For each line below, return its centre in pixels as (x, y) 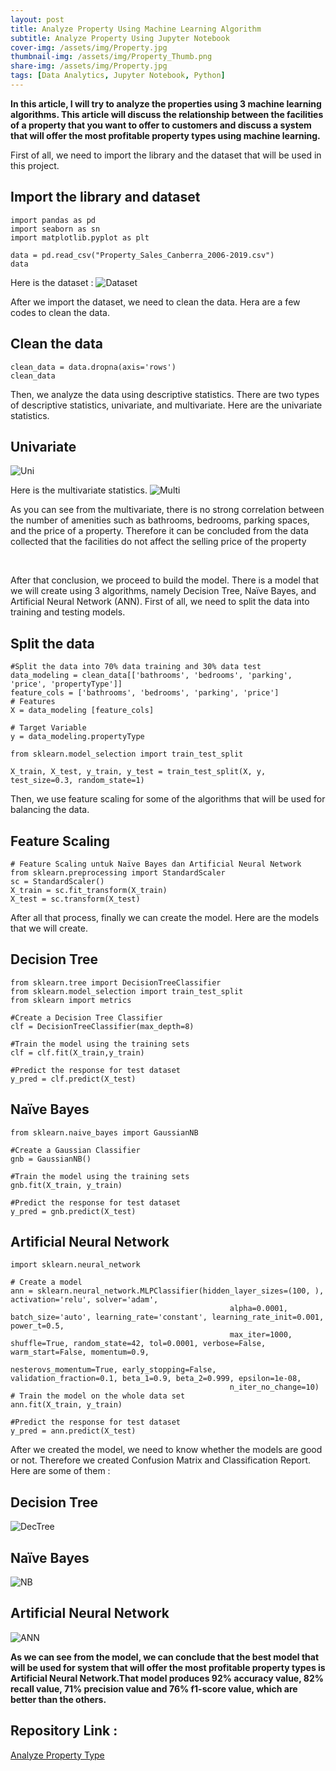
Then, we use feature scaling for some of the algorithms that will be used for (168, 799)
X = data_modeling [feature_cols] (82, 711)
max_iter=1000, (261, 1335)
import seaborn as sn (55, 229)
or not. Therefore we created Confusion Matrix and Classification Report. (161, 1460)
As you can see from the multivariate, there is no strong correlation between (167, 510)
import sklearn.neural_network (75, 1265)
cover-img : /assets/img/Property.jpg (89, 47)
